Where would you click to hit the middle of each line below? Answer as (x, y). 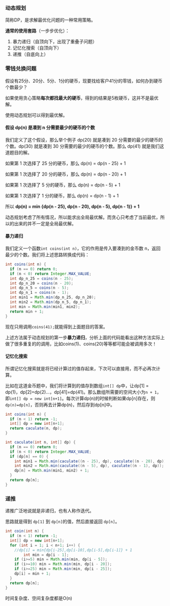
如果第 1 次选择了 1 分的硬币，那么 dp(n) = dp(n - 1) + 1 (62, 195)
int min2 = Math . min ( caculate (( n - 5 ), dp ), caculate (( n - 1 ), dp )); (89, 466)
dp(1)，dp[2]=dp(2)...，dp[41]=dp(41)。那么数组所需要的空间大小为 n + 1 (81, 392)
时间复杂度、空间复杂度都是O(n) (39, 598)
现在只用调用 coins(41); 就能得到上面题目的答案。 (56, 326)
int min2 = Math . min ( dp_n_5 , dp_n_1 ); (51, 302)
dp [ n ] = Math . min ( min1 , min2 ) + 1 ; (52, 470)
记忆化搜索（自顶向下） (37, 48)
